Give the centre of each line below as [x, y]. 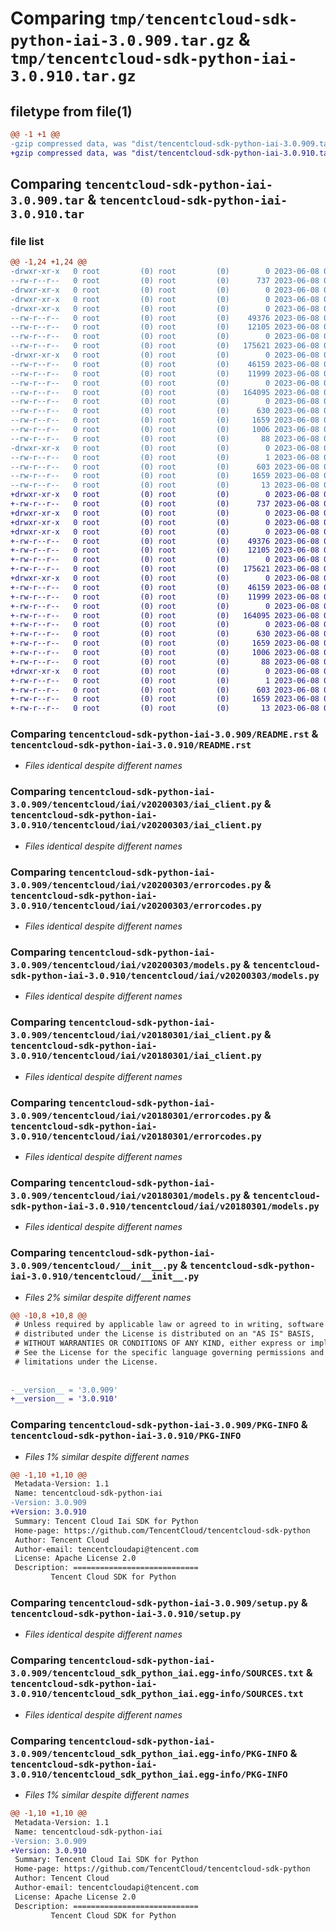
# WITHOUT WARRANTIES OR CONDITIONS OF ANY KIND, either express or [160, 1343]
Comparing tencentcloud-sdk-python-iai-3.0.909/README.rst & [164, 734]
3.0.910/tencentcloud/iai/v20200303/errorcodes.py [136, 905]
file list [27, 241]
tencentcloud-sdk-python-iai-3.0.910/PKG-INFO [126, 1436]
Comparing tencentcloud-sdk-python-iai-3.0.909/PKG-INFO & [159, 1425]
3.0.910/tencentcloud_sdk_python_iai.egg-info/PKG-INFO [149, 1774]
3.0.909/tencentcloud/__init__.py [94, 1266]
